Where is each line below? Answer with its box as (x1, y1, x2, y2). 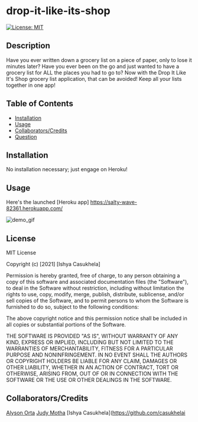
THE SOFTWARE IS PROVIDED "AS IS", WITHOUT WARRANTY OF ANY (6, 332, 178, 339)
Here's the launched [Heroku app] (6, 199, 89, 206)
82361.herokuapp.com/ (6, 205, 63, 212)
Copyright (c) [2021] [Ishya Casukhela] (6, 261, 100, 267)
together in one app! (6, 81, 56, 89)
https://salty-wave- (90, 199, 137, 206)
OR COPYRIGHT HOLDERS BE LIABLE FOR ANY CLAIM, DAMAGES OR (6, 358, 177, 364)
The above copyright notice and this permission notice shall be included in (6, 315, 187, 322)
